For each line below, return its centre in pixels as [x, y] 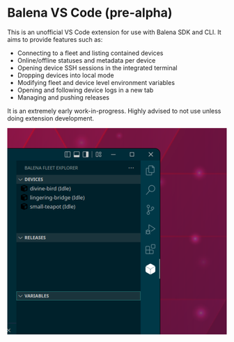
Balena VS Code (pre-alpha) [90, 13]
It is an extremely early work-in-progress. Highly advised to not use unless [114, 111]
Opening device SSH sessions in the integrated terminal [97, 68]
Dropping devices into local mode [65, 75]
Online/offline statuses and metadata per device [86, 60]
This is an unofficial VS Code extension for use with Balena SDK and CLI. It [114, 32]
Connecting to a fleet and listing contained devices [90, 53]
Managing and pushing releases [63, 97]
